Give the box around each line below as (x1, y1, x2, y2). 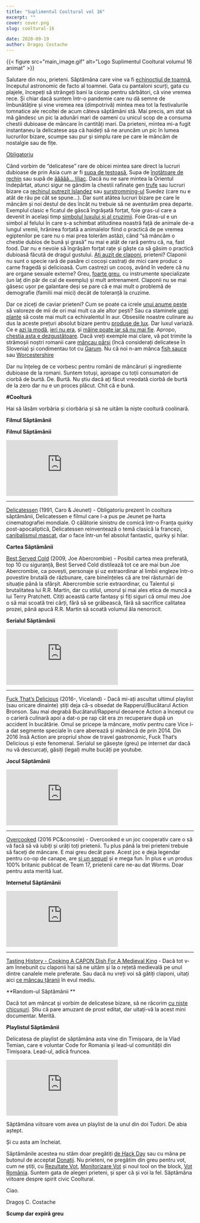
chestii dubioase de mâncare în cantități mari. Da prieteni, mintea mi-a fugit (6, 120, 191, 127)
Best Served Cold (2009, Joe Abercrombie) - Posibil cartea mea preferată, (6, 555, 189, 562)
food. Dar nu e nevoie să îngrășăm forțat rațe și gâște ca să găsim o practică (6, 245, 193, 252)
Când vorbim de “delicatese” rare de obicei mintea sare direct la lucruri (6, 162, 180, 169)
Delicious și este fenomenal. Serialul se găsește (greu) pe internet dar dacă (6, 740, 190, 747)
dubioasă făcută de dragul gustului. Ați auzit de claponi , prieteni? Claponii (6, 251, 187, 258)
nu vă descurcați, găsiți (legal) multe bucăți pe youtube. (6, 746, 143, 753)
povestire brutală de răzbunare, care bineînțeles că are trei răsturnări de (6, 574, 183, 581)
